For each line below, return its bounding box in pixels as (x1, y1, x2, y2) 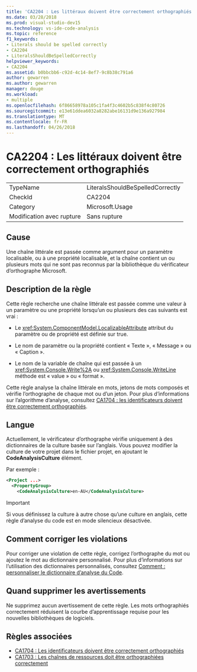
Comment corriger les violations (6, 534, 128, 544)
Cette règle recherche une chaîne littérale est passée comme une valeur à (6, 300, 186, 307)
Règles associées (6, 632, 72, 642)
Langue (6, 419, 34, 430)
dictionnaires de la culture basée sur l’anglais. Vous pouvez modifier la (6, 442, 178, 449)
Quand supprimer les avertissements (6, 586, 146, 596)
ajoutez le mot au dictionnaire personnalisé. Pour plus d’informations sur (6, 556, 183, 563)
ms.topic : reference (6, 31, 57, 37)
